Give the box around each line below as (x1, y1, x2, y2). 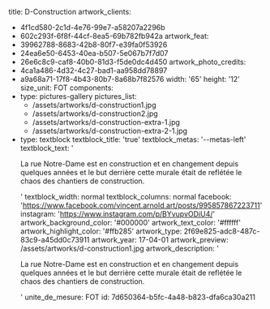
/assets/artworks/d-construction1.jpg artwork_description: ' (19, 243, 219, 253)
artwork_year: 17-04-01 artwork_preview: (91, 235, 229, 244)
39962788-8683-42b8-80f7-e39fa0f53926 (19, 40, 168, 49)
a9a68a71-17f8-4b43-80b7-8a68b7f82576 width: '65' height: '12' (19, 75, 241, 84)
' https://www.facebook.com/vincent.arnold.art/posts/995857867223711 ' (19, 200, 263, 210)
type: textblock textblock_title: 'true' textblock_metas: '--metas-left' (19, 135, 246, 144)
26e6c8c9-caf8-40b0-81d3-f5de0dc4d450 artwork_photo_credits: (19, 57, 246, 67)
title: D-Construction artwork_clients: (8, 7, 131, 16)
